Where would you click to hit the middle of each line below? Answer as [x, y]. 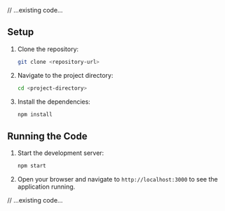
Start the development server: [61, 153]
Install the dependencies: [54, 102]
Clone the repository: [48, 49]
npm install [35, 114]
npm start [32, 166]
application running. [46, 187]
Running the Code [47, 136]
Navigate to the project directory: [65, 75]
